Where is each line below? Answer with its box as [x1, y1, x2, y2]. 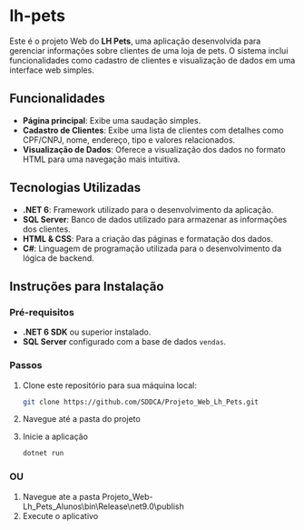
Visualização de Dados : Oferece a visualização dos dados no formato [22, 144, 286, 155]
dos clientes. [22, 224, 71, 235]
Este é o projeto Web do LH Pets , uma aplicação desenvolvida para [9, 35, 261, 46]
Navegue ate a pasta [22, 491, 101, 502]
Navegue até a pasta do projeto [22, 414, 141, 425]
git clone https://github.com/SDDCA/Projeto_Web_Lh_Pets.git [22, 397, 260, 406]
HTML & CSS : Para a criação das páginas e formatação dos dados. [22, 233, 274, 244]
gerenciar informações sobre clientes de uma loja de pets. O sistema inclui [9, 45, 289, 55]
